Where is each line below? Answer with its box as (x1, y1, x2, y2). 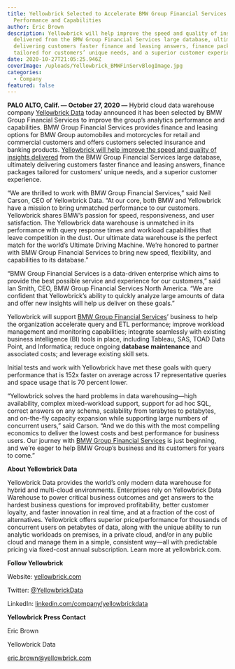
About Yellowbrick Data (7, 465, 78, 473)
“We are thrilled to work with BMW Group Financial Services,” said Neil (7, 189, 211, 197)
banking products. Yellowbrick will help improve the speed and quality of (7, 146, 217, 154)
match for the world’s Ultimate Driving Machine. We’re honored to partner (7, 241, 219, 249)
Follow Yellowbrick (7, 559, 64, 568)
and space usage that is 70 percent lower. (7, 379, 128, 387)
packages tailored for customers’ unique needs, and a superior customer (7, 168, 218, 176)
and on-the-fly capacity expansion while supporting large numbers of (7, 414, 208, 423)
